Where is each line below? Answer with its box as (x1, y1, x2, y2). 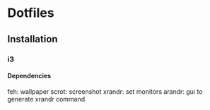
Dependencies (7, 72, 52, 80)
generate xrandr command (7, 94, 86, 103)
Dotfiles (7, 5, 54, 21)
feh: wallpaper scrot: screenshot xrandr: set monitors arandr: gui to (7, 87, 203, 96)
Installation (7, 33, 58, 45)
